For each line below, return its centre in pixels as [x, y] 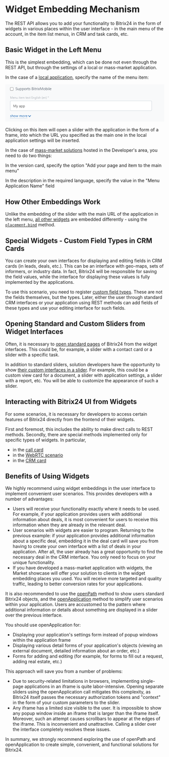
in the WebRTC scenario [38, 455]
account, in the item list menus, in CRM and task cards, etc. [67, 34]
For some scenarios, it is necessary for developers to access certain [76, 414]
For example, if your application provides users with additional [77, 514]
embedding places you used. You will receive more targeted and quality [87, 579]
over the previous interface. [34, 615]
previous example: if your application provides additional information [84, 536]
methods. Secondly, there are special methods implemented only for [76, 434]
